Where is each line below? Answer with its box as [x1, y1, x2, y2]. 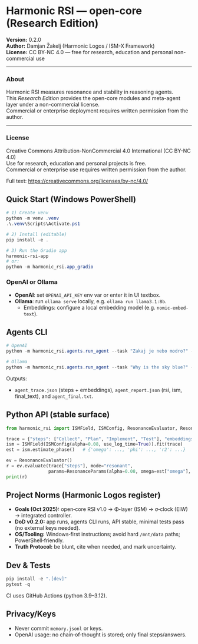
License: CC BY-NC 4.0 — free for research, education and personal [6, 48, 173, 55]
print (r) [6, 474, 28, 480]
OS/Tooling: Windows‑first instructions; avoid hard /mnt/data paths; [14, 531, 181, 538]
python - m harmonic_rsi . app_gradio [6, 264, 94, 270]
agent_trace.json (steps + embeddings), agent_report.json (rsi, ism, [14, 386, 183, 393]
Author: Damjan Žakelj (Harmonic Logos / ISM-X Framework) [6, 42, 155, 49]
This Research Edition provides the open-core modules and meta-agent [6, 95, 181, 102]
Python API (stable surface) [6, 410, 110, 420]
